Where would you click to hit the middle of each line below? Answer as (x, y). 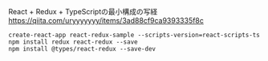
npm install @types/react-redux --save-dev (82, 49)
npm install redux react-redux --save (73, 42)
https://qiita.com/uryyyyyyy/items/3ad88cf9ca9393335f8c (106, 21)
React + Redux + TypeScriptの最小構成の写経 (83, 11)
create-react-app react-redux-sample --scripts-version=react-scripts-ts (134, 35)
